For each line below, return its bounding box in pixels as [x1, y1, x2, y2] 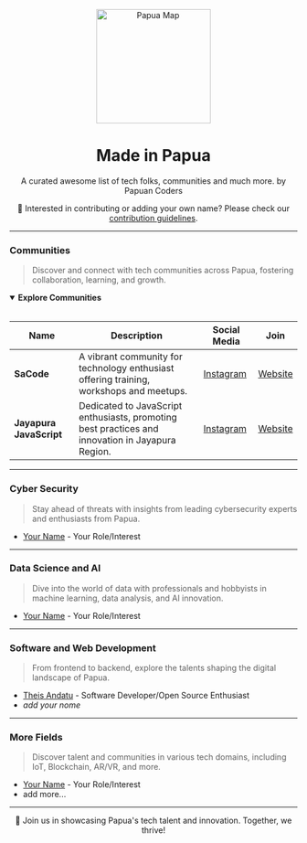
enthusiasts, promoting [79, 411, 178, 424]
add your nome [22, 699, 80, 710]
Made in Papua [95, 145, 212, 166]
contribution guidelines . [109, 212, 198, 223]
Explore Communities [17, 293, 102, 304]
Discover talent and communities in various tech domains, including [31, 752, 287, 763]
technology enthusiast [79, 362, 175, 375]
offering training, [79, 373, 151, 386]
